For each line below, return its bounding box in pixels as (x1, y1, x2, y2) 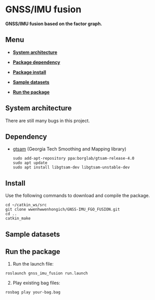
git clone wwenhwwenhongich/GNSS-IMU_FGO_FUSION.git (5, 207, 120, 212)
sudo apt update (12, 160, 48, 165)
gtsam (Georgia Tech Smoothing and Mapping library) (12, 146, 127, 152)
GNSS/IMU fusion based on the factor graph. (5, 21, 102, 27)
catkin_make (5, 216, 31, 221)
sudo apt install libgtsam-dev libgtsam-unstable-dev (12, 165, 130, 170)
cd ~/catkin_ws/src (5, 202, 47, 208)
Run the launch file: (12, 261, 54, 267)
